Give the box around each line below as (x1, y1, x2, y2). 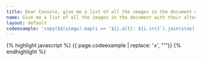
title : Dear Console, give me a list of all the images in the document (6, 8, 192, 15)
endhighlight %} (6, 48, 46, 56)
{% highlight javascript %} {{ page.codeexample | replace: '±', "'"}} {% (6, 42, 182, 49)
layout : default (6, 20, 47, 26)
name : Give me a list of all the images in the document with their (6, 14, 182, 20)
